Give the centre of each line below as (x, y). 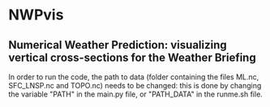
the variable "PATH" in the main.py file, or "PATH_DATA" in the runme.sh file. (136, 94)
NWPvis (36, 15)
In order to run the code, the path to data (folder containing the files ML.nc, (134, 77)
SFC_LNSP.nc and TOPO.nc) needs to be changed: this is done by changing (135, 86)
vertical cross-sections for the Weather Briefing (133, 57)
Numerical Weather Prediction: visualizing (118, 45)
